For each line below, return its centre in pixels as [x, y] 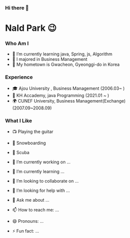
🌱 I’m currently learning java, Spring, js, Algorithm [62, 54]
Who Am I [17, 44]
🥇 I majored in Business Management [50, 59]
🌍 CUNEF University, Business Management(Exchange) [69, 101]
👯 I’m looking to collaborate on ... [45, 181]
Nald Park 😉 [31, 28]
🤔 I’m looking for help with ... [41, 190]
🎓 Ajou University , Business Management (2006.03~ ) [68, 88]
